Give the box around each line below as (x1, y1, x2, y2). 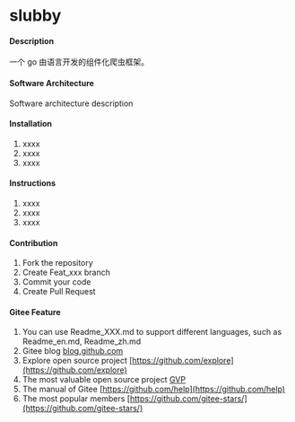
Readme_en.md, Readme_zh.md (22, 336, 142, 347)
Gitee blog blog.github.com (22, 346, 124, 356)
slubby (9, 5, 62, 26)
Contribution (9, 237, 58, 248)
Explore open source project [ (22, 356, 133, 366)
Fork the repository (22, 258, 94, 268)
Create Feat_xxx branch (22, 267, 110, 278)
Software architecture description (9, 98, 134, 109)
